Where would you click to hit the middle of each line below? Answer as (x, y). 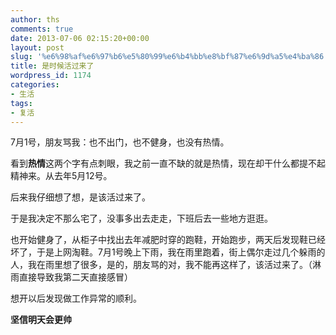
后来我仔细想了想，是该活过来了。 (80, 197)
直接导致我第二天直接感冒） (75, 277)
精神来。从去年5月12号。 (61, 176)
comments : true (42, 29)
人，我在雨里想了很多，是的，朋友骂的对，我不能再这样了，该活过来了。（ (161, 265)
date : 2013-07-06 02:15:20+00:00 (80, 38)
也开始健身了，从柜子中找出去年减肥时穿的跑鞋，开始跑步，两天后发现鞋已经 (168, 240)
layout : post (37, 47)
